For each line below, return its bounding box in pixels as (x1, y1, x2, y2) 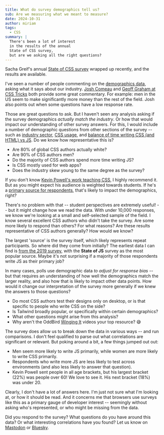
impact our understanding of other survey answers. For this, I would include (5, 121, 158, 127)
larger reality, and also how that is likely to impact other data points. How (5, 278, 152, 284)
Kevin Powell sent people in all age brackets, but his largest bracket (12, 369, 148, 375)
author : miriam (5, 21, 36, 26)
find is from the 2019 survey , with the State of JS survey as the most (5, 248, 143, 254)
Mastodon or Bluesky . (5, 425, 49, 431)
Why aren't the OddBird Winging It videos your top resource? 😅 (12, 319, 141, 325)
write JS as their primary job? (5, 258, 65, 265)
